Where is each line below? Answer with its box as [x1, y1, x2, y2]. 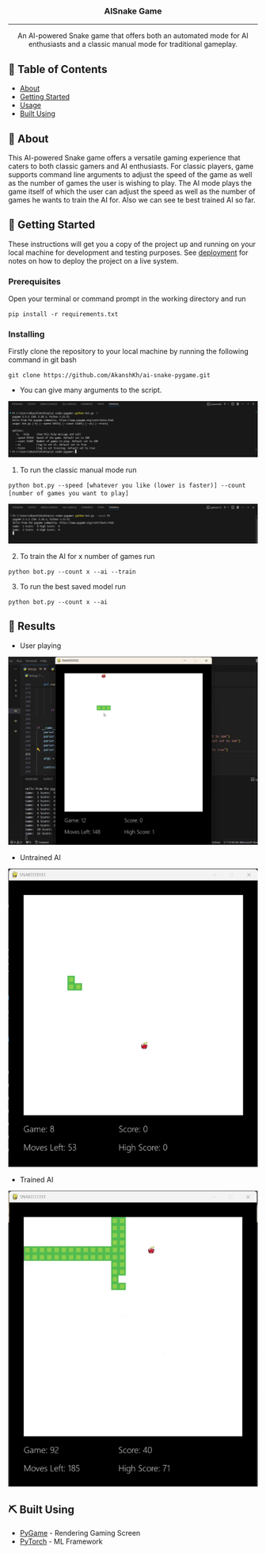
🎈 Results [8, 619, 55, 633]
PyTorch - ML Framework [19, 1537, 103, 1546]
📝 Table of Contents [8, 62, 108, 76]
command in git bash [8, 355, 77, 364]
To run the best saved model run [19, 581, 127, 591]
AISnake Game [104, 6, 162, 17]
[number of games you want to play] [8, 490, 129, 498]
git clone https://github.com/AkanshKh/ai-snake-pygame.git [8, 372, 211, 380]
